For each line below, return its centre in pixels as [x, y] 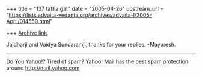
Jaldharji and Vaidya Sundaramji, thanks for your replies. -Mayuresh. [91, 44]
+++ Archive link [27, 33]
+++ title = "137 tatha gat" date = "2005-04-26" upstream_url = [85, 9]
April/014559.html [28, 21]
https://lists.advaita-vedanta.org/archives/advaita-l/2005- [80, 15]
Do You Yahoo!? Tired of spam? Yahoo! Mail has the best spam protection [97, 61]
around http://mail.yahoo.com [43, 68]
